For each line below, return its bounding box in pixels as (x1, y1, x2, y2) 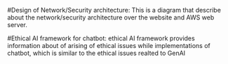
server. (7, 21, 28, 29)
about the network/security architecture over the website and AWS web (7, 13, 215, 22)
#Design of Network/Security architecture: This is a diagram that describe (7, 6, 221, 14)
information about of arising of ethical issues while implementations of (7, 42, 210, 49)
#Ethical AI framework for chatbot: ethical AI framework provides (7, 34, 195, 42)
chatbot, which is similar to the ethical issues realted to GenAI (7, 49, 186, 57)
